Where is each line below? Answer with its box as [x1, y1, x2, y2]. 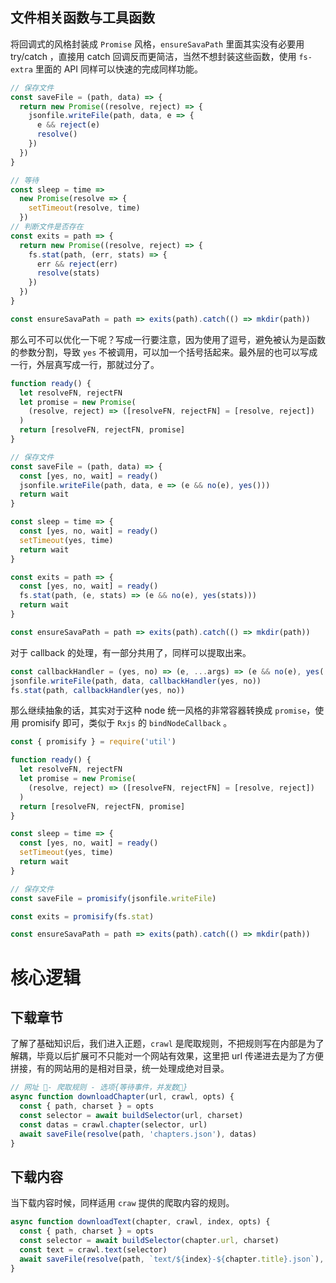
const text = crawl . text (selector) [19, 1244, 168, 1255]
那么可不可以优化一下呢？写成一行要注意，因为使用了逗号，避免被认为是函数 [10, 333, 326, 345]
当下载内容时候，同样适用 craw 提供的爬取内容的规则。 [10, 1197, 235, 1209]
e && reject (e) [36, 120, 101, 130]
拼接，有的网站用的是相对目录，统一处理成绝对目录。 [10, 1063, 230, 1075]
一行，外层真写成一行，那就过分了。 [10, 358, 160, 370]
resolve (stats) [36, 268, 101, 278]
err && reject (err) [36, 259, 118, 269]
